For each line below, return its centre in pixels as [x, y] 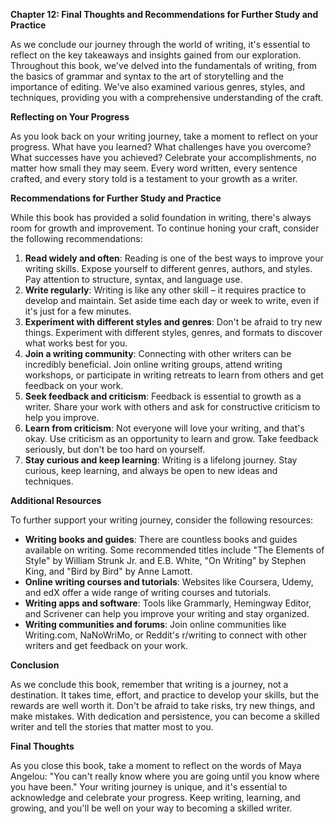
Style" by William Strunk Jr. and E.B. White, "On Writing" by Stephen [165, 560]
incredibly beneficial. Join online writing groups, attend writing [153, 364]
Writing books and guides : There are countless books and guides [161, 539]
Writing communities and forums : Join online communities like [155, 624]
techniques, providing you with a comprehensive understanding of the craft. [167, 97]
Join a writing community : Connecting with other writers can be [158, 353]
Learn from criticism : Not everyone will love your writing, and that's [164, 428]
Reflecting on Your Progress [70, 117]
